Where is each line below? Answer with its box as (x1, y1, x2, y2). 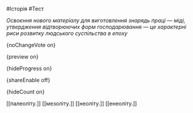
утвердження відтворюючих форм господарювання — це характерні (6, 24, 187, 30)
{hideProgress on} (6, 65, 52, 72)
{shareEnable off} (6, 77, 50, 83)
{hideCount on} (6, 88, 45, 95)
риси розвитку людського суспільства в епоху (6, 30, 128, 37)
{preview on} (6, 53, 39, 60)
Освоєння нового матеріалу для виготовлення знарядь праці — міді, (6, 17, 186, 24)
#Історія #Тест (6, 5, 44, 12)
